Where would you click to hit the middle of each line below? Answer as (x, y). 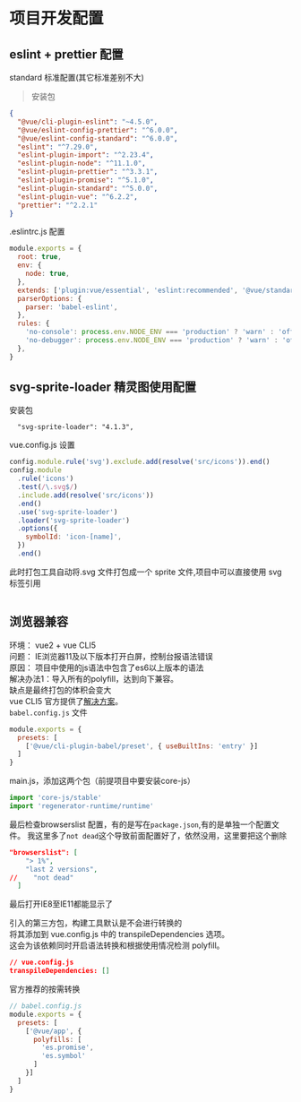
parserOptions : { (50, 298)
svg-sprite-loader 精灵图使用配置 (103, 387)
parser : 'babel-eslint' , (72, 307)
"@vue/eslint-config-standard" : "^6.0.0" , (98, 138)
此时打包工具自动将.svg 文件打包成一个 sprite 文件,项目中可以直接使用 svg (146, 572)
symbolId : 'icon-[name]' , (74, 537)
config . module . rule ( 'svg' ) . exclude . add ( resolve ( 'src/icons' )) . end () (140, 462)
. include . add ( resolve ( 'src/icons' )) (86, 495)
